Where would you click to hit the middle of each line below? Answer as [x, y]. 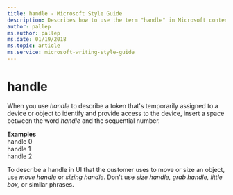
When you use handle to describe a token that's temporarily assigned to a [113, 105]
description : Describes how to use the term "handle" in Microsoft [107, 20]
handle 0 [20, 141]
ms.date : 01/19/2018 [37, 40]
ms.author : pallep [34, 33]
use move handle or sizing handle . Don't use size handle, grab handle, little [115, 177]
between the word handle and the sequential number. [84, 120]
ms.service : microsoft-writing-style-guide [71, 53]
